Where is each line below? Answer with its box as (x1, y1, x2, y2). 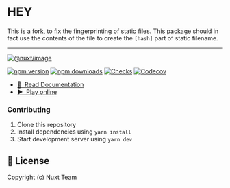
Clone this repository (16, 121, 77, 129)
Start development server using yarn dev (16, 135, 133, 143)
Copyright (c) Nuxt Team (7, 173, 77, 182)
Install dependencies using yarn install (16, 128, 131, 136)
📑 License (7, 155, 50, 167)
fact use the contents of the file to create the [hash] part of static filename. (7, 34, 218, 42)
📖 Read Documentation (16, 80, 84, 89)
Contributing (7, 104, 51, 114)
